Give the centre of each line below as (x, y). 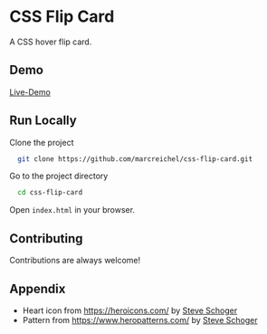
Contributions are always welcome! (75, 261)
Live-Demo (30, 91)
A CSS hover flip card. (51, 42)
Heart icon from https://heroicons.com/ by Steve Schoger (130, 310)
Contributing (46, 239)
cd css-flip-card (50, 193)
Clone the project (42, 142)
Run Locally (43, 121)
